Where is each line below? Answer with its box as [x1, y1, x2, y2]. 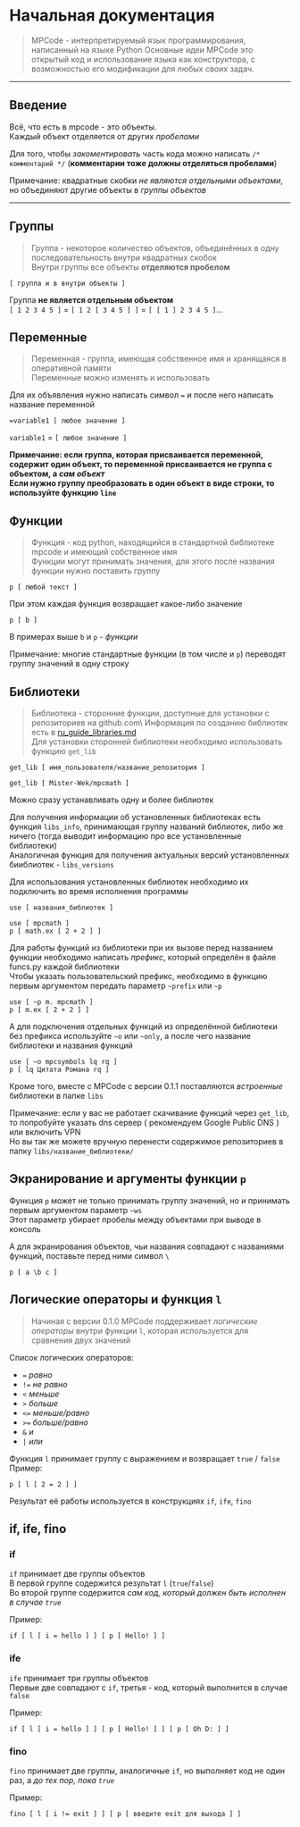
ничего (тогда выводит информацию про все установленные [9, 831, 242, 841]
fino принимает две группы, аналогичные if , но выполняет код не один [9, 1765, 286, 1776]
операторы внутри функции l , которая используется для [30, 1325, 249, 1336]
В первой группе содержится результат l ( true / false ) [9, 1578, 214, 1588]
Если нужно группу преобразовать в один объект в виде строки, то [9, 478, 275, 489]
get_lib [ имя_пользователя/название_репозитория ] [9, 763, 205, 772]
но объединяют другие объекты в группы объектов [9, 184, 207, 195]
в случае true [9, 1597, 62, 1608]
